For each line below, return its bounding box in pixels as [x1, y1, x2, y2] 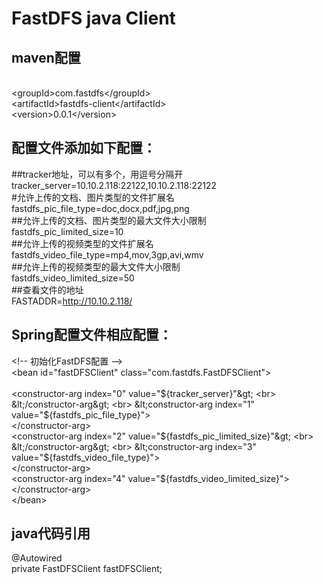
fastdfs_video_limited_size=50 [11, 272, 135, 284]
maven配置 [11, 49, 81, 66]
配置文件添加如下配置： [11, 140, 156, 157]
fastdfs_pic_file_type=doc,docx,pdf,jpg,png [11, 202, 190, 214]
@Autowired [11, 552, 63, 564]
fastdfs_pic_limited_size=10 [11, 225, 124, 237]
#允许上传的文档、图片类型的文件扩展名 [11, 191, 175, 203]
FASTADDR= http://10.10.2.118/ [11, 295, 133, 307]
